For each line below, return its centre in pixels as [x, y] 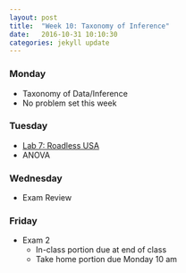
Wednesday [36, 178]
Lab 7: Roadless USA [61, 145]
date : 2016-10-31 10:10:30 [63, 34]
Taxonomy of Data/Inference [75, 93]
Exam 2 [36, 240]
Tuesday [29, 126]
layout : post [34, 17]
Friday [23, 221]
